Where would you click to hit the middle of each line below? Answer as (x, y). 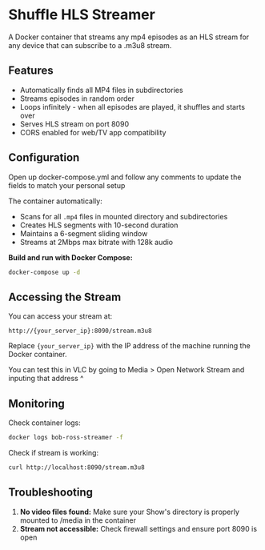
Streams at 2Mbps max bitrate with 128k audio (96, 242)
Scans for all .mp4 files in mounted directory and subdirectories (124, 216)
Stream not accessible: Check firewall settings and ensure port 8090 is (139, 528)
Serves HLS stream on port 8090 (74, 124)
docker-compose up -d (44, 272)
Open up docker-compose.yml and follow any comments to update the (125, 177)
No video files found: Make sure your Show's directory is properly (130, 512)
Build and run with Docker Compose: (71, 257)
